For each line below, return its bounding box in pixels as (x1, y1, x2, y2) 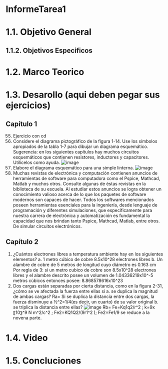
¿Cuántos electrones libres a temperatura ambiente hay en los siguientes (12, 251, 163, 257)
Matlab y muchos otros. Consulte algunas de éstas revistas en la (12, 180, 146, 186)
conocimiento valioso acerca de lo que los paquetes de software (12, 191, 146, 197)
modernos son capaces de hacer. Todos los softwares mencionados (12, 196, 154, 202)
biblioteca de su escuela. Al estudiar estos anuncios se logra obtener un (12, 186, 162, 192)
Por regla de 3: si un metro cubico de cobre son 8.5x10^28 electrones (12, 266, 156, 273)
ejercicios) (5, 100, 51, 111)
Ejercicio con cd (12, 132, 46, 138)
